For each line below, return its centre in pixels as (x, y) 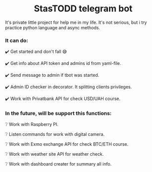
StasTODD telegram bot (83, 9)
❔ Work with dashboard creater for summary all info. (58, 164)
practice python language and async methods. (53, 27)
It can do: (17, 40)
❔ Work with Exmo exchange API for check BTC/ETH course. (67, 144)
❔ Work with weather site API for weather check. (54, 154)
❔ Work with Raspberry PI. (32, 124)
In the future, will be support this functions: (58, 114)
